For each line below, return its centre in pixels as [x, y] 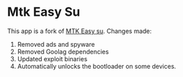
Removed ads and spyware [56, 44]
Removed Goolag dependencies [63, 52]
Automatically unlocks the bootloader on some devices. [97, 66]
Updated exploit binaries [52, 58]
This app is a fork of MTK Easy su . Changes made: [80, 31]
